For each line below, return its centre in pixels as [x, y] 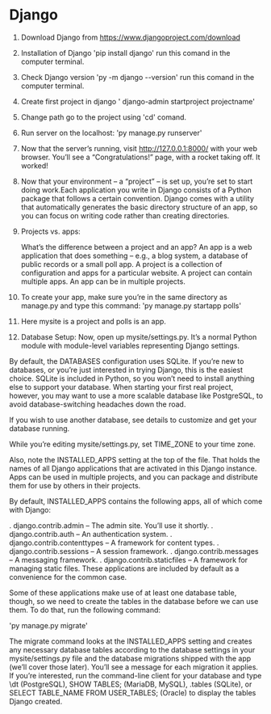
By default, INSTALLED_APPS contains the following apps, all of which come [136, 501]
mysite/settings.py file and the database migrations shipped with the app [130, 658]
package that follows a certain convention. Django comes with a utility [138, 198]
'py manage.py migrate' [48, 625]
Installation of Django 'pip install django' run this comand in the [125, 53]
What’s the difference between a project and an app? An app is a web [136, 247]
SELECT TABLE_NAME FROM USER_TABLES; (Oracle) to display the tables [133, 692]
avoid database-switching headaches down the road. [98, 404]
